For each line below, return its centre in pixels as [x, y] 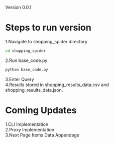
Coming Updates [41, 110]
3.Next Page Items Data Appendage [42, 135]
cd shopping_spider [26, 51]
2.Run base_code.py [26, 60]
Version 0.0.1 [18, 7]
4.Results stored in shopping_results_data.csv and [57, 85]
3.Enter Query [20, 79]
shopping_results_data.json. [34, 90]
